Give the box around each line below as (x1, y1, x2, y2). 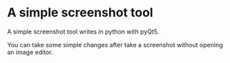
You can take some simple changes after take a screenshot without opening (7, 40, 223, 49)
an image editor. (7, 48, 53, 56)
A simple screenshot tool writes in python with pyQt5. (7, 27, 160, 36)
